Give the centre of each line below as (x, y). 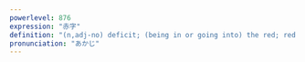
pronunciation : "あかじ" (55, 43)
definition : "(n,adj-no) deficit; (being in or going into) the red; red (153, 35)
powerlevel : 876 (40, 18)
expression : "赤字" (45, 26)
